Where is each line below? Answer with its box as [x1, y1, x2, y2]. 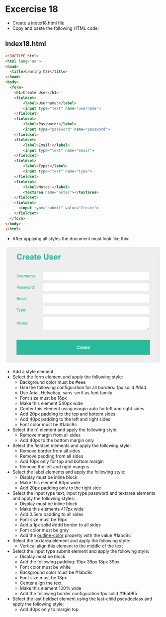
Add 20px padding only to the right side [19, 485, 101, 491]
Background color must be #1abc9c [19, 569, 93, 575]
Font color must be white [19, 564, 71, 570]
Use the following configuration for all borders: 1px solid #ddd [19, 384, 147, 390]
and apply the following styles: [12, 495, 76, 501]
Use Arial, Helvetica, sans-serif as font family [19, 389, 113, 396]
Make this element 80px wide [19, 479, 81, 485]
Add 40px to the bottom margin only [19, 437, 94, 443]
